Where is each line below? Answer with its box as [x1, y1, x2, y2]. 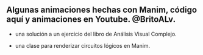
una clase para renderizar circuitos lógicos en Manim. [15, 42, 151, 49]
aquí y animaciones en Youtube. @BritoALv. [6, 15, 176, 25]
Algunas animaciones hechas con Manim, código [6, 5, 197, 15]
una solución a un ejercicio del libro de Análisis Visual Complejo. [15, 30, 177, 37]
